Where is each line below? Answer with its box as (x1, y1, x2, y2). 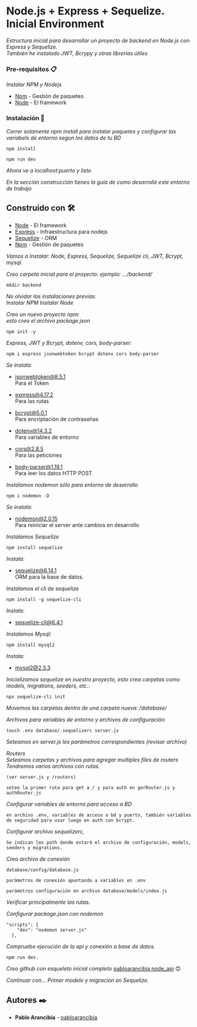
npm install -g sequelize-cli (6, 597, 82, 603)
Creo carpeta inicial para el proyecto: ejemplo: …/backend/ (6, 270, 153, 278)
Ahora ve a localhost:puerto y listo (6, 166, 92, 174)
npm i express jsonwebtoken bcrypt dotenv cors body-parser (6, 351, 160, 357)
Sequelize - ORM (14, 234, 57, 242)
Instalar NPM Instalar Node (6, 299, 74, 306)
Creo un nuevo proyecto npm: (6, 311, 80, 318)
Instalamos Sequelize (6, 533, 59, 540)
